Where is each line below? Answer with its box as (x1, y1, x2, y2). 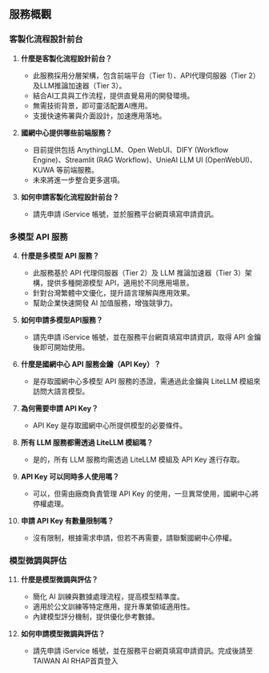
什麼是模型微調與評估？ (20, 575, 98, 585)
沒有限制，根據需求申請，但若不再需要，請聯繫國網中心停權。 (32, 532, 237, 542)
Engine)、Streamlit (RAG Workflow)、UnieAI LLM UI (32, 155, 203, 165)
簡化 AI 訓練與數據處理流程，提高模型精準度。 (32, 592, 184, 602)
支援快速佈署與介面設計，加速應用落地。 (32, 111, 167, 120)
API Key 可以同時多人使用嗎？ (20, 471, 119, 481)
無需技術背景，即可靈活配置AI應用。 (32, 100, 153, 110)
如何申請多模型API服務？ (20, 315, 103, 324)
